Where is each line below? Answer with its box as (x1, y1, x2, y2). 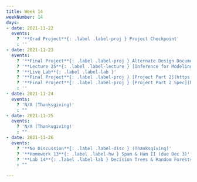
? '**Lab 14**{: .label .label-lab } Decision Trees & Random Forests (16, 157, 193, 163)
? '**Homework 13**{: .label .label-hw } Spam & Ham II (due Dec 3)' (16, 151, 191, 157)
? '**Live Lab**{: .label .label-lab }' (16, 69, 117, 75)
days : (6, 19, 19, 25)
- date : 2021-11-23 (6, 47, 54, 53)
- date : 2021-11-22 (6, 25, 54, 31)
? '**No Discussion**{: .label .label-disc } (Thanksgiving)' (16, 145, 172, 151)
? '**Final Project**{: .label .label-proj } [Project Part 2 (16, 80, 172, 86)
